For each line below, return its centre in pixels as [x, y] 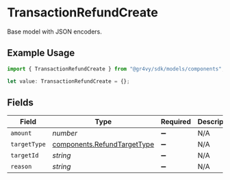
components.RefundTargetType [103, 144]
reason [21, 167]
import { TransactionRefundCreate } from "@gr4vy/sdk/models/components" [115, 69]
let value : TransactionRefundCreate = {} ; [68, 81]
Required [176, 122]
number [65, 133]
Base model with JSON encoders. [55, 31]
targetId [25, 156]
